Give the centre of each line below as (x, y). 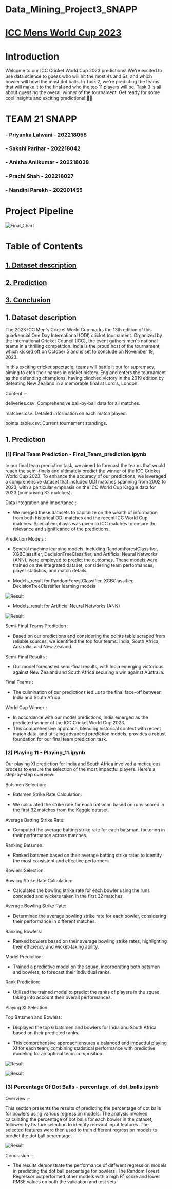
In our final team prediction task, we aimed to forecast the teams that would (85, 465)
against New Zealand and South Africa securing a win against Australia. (89, 672)
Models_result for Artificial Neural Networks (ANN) (66, 606)
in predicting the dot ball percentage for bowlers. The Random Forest (86, 1171)
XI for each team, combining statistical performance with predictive (84, 1048)
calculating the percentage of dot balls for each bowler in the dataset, (79, 1119)
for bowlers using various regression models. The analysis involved (77, 1113)
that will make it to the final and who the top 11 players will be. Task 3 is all (83, 87)
